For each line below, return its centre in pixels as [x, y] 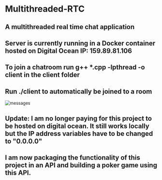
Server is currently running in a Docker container [80, 43]
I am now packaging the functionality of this [73, 157]
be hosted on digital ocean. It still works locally [77, 126]
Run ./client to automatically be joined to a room [79, 91]
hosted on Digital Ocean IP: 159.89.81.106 [68, 51]
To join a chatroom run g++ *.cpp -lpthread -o [75, 67]
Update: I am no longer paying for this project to [79, 118]
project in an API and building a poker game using [81, 165]
